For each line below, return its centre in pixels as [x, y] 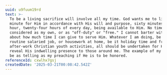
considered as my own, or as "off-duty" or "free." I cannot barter [82, 33]
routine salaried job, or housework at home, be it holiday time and [83, 42]
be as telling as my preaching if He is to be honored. [69, 56]
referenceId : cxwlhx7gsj [31, 60]
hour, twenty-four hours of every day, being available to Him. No [81, 28]
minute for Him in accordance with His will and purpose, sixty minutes [86, 23]
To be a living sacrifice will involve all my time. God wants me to [83, 19]
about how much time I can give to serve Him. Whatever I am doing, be [85, 37]
